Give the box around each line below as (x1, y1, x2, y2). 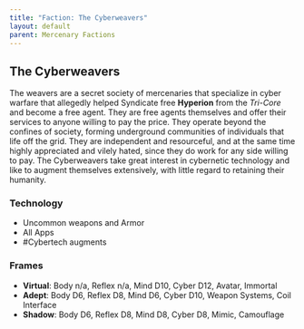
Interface (22, 299, 57, 310)
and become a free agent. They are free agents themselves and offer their (9, 107, 287, 118)
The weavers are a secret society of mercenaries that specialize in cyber (9, 88, 281, 99)
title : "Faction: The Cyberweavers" (9, 13, 148, 23)
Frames (9, 259, 44, 272)
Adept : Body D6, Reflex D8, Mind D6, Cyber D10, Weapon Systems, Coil (22, 289, 292, 300)
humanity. (9, 174, 47, 186)
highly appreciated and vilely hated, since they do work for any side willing (9, 146, 289, 157)
